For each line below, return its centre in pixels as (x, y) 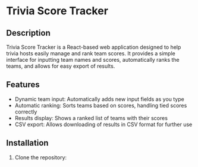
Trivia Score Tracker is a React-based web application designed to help (94, 47)
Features (23, 85)
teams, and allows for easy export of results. (61, 66)
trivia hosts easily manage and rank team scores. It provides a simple (91, 53)
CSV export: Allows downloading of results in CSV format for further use (103, 124)
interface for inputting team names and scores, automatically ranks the (93, 60)
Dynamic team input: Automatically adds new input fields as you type (99, 99)
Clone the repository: (41, 157)
